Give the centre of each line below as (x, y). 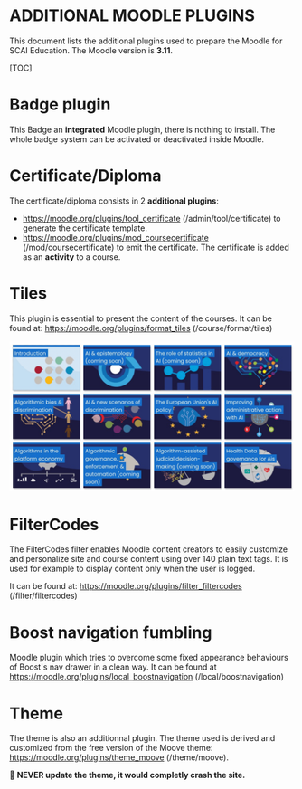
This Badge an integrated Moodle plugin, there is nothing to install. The (142, 129)
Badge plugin (60, 105)
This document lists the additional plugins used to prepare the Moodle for (146, 41)
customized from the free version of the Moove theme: (111, 748)
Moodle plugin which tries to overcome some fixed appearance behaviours (149, 658)
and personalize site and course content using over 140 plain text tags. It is (149, 559)
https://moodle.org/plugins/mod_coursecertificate (116, 237)
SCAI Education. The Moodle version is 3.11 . (91, 50)
